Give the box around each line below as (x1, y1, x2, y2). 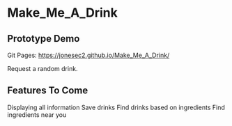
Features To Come (7, 85, 88, 97)
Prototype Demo (7, 33, 80, 45)
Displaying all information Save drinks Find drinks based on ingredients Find (7, 103, 225, 111)
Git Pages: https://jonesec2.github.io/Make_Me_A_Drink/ (7, 51, 170, 59)
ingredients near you (7, 110, 67, 119)
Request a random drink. (7, 65, 78, 72)
